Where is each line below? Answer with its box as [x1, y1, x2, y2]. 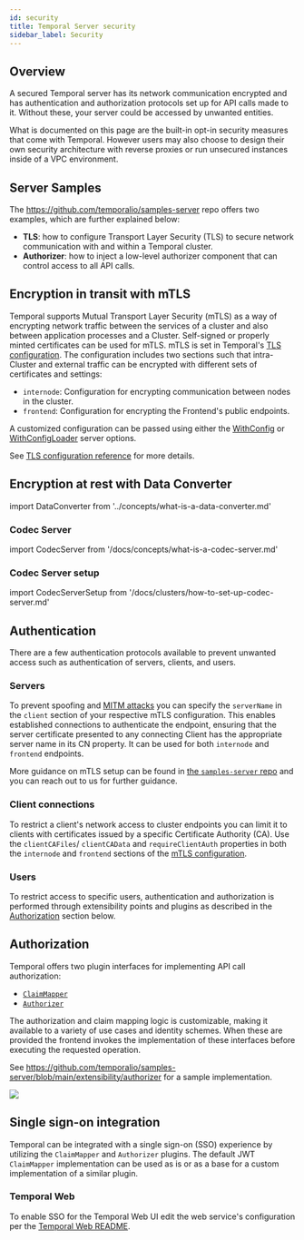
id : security [9, 13, 59, 23]
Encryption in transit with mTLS [9, 287, 191, 302]
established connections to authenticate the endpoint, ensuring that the [9, 719, 277, 731]
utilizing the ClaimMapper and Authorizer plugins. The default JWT [9, 1148, 256, 1159]
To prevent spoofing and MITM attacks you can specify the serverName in [9, 700, 283, 711]
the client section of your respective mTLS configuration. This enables [9, 710, 276, 721]
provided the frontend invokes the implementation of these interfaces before [9, 1034, 296, 1045]
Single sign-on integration [9, 1115, 161, 1130]
